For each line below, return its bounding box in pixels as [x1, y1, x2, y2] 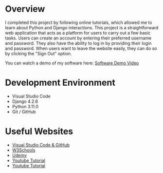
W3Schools [12, 147, 36, 153]
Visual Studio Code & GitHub [12, 142, 70, 148]
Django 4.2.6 [12, 98, 38, 104]
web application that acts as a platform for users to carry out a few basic [5, 30, 151, 36]
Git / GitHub [12, 109, 36, 115]
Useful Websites [5, 126, 73, 137]
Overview [5, 3, 45, 15]
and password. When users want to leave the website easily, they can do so [5, 45, 157, 51]
